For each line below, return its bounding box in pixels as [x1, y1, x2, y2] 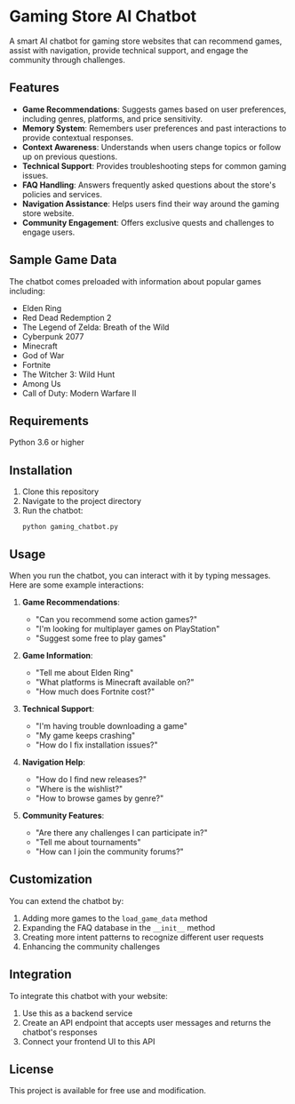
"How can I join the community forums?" [35, 846, 184, 857]
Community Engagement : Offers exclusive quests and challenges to [21, 217, 275, 228]
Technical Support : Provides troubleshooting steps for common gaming [21, 160, 287, 171]
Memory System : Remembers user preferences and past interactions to [21, 123, 287, 133]
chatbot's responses [21, 1027, 98, 1037]
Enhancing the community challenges [21, 940, 161, 952]
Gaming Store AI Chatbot [9, 6, 197, 27]
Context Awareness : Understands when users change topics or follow [21, 141, 282, 152]
